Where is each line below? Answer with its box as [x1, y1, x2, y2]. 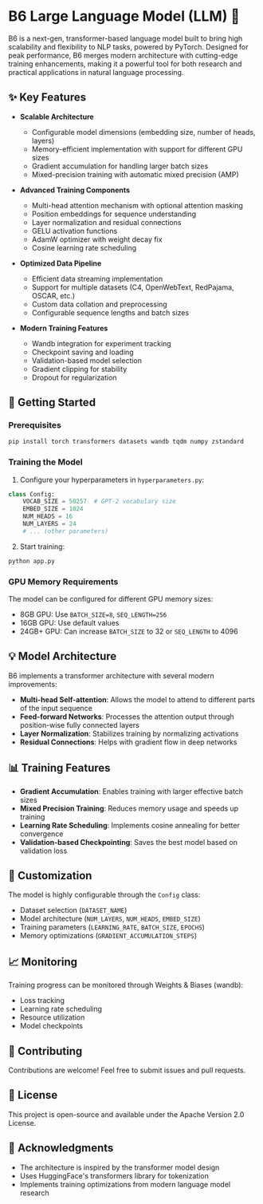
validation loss [19, 846, 68, 855]
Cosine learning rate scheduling [31, 243, 137, 252]
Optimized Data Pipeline [19, 259, 102, 268]
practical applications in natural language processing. [8, 67, 184, 77]
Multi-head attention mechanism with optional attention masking [31, 200, 243, 210]
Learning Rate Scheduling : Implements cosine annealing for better [19, 820, 241, 830]
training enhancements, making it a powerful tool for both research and [8, 59, 242, 69]
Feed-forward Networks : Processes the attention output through [19, 712, 235, 721]
